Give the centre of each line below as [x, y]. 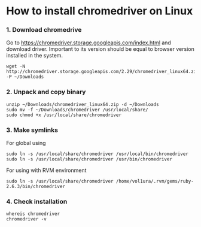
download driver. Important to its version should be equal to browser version [100, 49]
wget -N [16, 66]
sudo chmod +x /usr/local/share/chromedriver [64, 115]
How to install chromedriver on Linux [100, 11]
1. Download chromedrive [44, 30]
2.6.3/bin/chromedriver [36, 187]
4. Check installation [37, 202]
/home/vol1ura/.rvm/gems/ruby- [155, 181]
